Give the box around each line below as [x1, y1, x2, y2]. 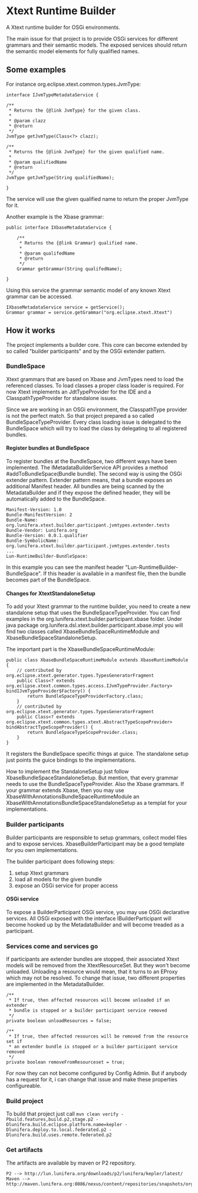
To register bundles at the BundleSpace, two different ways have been [6, 458, 177, 465]
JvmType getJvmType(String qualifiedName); [6, 174, 115, 181]
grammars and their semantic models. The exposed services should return [6, 41, 187, 48]
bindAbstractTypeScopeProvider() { [6, 724, 94, 730]
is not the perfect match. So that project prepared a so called [6, 412, 154, 419]
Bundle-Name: [6, 517, 38, 524]
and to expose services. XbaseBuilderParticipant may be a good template [6, 840, 184, 847]
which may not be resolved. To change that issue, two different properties [6, 974, 186, 981]
